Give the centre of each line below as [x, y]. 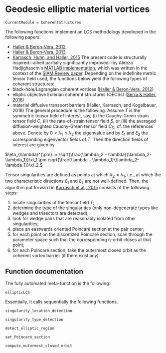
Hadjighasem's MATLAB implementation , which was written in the [80, 68]
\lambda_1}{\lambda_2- [116, 160]
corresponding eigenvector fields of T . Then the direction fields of [80, 139]
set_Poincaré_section [28, 337]
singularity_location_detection [39, 311]
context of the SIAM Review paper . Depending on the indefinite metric [84, 73]
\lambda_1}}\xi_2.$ [24, 165]
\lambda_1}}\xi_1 [21, 160]
